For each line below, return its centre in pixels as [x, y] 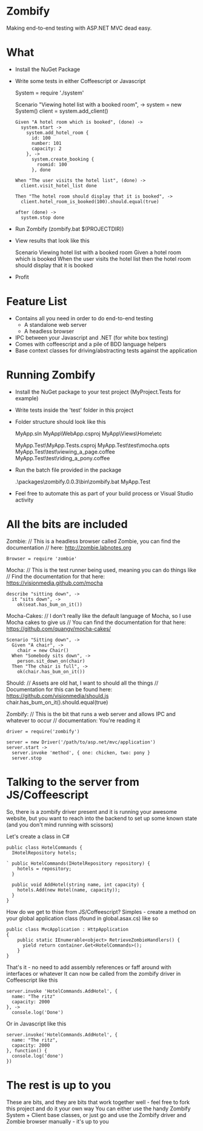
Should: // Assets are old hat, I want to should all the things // [82, 683]
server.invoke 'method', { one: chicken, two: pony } [81, 753]
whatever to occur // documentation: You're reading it [73, 720]
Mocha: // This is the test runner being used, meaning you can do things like [101, 570]
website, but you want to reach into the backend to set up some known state [102, 818]
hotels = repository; [44, 868]
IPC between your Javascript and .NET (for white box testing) [92, 337]
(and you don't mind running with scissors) [60, 824]
